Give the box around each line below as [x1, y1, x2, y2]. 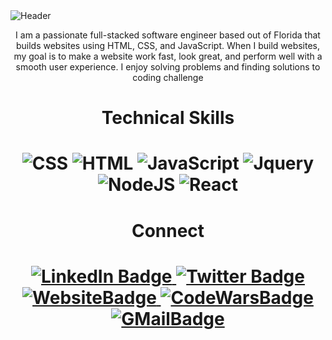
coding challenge [132, 72, 204, 83]
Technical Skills [101, 107, 235, 129]
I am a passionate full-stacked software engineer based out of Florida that [15, 29, 321, 41]
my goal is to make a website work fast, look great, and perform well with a [13, 50, 323, 62]
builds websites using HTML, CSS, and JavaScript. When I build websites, [15, 40, 321, 51]
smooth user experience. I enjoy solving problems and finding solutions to [15, 61, 321, 73]
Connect [131, 219, 205, 242]
